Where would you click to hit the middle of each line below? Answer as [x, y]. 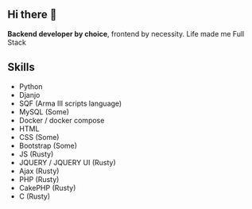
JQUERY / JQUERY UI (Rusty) [67, 162]
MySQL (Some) [44, 111]
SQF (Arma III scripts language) [70, 103]
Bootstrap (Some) [48, 145]
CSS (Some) [39, 137]
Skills [21, 67]
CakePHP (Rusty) [47, 188]
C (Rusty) [35, 196]
